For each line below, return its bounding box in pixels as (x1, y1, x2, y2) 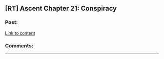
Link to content (5, 30, 36, 36)
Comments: (5, 42, 34, 49)
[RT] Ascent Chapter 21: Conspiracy (5, 4, 117, 13)
